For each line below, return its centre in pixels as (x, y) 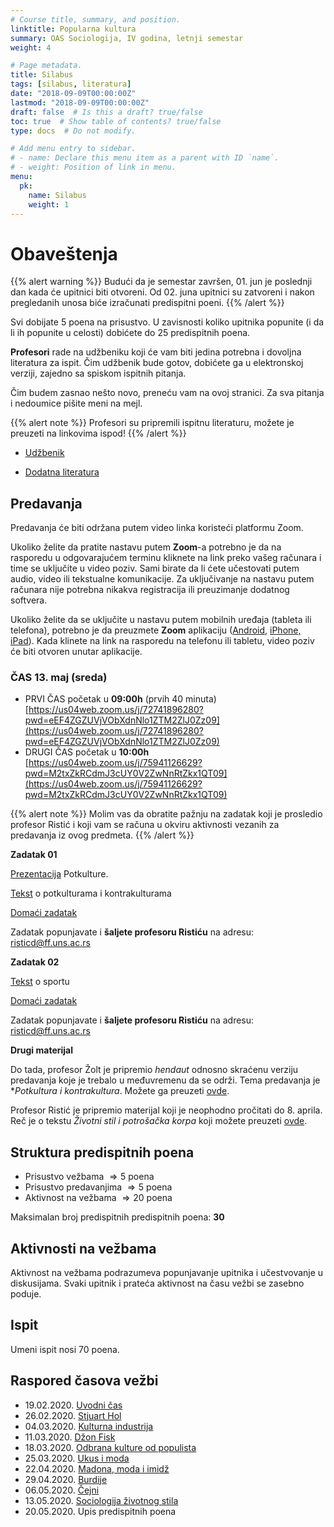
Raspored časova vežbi (84, 1381)
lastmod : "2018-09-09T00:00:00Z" (80, 102)
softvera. (29, 600)
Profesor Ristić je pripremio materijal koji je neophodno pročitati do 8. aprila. (166, 1110)
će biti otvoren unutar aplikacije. (76, 652)
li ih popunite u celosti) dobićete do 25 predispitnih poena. (130, 333)
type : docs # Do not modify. (73, 131)
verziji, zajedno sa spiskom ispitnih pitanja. (98, 373)
